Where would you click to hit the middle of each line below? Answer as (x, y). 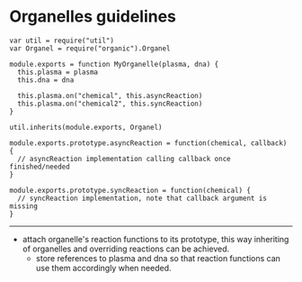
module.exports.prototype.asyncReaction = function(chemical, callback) (148, 143)
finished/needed (40, 167)
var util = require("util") (62, 41)
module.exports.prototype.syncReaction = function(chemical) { (130, 190)
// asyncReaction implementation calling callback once (124, 159)
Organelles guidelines (93, 17)
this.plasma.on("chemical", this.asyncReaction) (110, 96)
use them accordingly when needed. (103, 268)
